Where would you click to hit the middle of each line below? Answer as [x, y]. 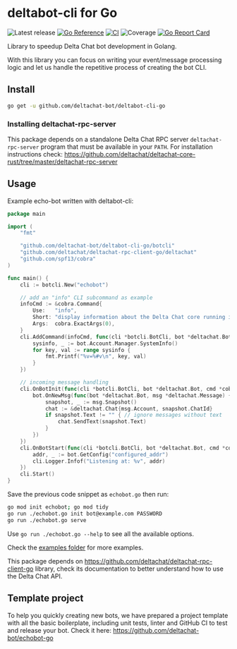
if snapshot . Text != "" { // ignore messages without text [133, 415]
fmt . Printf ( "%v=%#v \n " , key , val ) [96, 357]
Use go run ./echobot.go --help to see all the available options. [101, 533]
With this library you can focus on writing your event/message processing [115, 60]
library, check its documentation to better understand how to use [129, 569]
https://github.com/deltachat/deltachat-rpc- [148, 561]
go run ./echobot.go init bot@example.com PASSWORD [85, 514]
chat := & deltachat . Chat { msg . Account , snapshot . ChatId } [129, 408]
